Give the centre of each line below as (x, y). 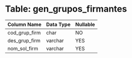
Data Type (58, 24)
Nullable (85, 24)
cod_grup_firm (24, 33)
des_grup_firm (24, 40)
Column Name (24, 24)
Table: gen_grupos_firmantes (66, 9)
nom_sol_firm (23, 48)
